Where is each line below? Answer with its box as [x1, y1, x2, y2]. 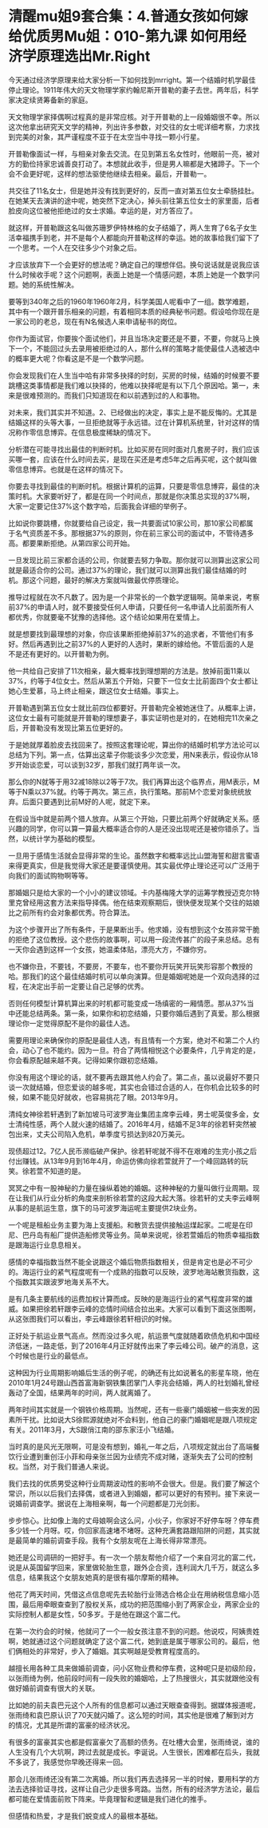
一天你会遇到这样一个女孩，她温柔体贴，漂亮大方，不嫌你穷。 [8, 944, 211, 954]
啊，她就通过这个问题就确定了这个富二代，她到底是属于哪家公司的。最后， [8, 1636, 253, 1646]
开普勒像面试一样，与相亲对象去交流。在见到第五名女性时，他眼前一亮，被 [8, 149, 253, 158]
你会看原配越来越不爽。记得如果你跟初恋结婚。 [8, 1055, 162, 1065]
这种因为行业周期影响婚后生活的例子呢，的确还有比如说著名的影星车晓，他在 [8, 1367, 260, 1378]
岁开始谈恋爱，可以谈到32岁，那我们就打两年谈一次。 [8, 759, 185, 769]
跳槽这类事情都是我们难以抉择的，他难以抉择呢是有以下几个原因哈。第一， [8, 380, 253, 390]
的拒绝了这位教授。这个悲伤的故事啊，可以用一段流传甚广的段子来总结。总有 [8, 934, 260, 944]
